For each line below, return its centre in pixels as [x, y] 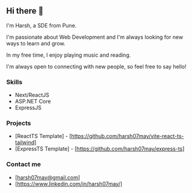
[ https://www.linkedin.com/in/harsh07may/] [69, 183]
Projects [19, 123]
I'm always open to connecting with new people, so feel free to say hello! [97, 66]
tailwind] [25, 143]
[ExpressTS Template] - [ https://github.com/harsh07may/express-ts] [100, 149]
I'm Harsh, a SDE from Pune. [41, 25]
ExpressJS [28, 108]
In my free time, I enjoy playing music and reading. [68, 55]
